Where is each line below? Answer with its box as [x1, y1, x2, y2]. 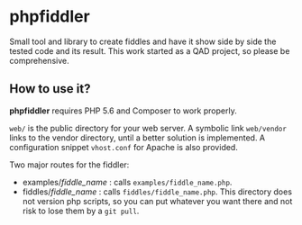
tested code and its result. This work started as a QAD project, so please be [9, 45, 290, 56]
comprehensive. [9, 55, 69, 66]
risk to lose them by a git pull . [22, 205, 140, 216]
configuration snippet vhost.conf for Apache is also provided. [9, 141, 239, 152]
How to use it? [9, 81, 91, 96]
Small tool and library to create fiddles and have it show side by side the [9, 36, 277, 47]
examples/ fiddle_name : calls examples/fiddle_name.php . [22, 176, 233, 187]
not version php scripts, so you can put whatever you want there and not [22, 195, 293, 206]
